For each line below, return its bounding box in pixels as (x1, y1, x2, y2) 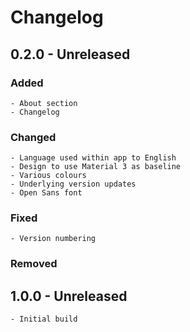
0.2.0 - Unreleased (10, 46, 131, 63)
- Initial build (10, 314, 78, 325)
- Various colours (10, 171, 87, 181)
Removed (10, 257, 58, 271)
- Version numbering (10, 234, 97, 244)
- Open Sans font (10, 188, 83, 198)
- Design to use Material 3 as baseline (10, 162, 182, 172)
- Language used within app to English (10, 153, 177, 163)
